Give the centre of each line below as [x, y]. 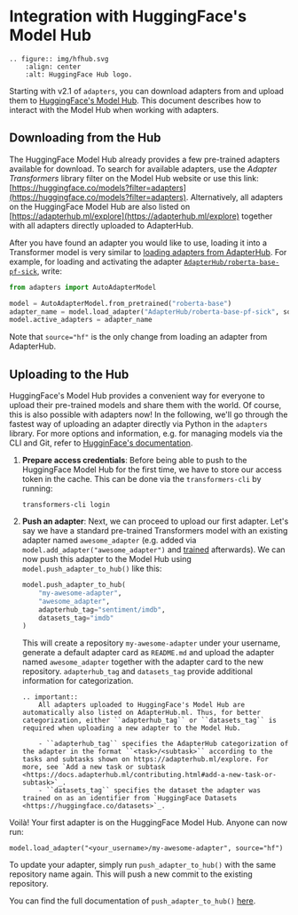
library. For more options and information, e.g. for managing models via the [146, 434]
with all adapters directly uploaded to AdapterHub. [102, 225]
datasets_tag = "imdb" [76, 618]
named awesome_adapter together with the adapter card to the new [143, 662]
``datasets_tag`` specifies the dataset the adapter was [153, 791]
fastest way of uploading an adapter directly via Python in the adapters [138, 424]
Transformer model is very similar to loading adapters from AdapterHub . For [148, 252]
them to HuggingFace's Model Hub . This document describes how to [135, 100]
